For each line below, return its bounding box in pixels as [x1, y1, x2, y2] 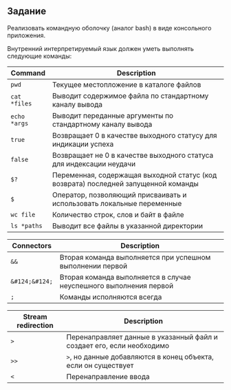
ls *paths [10, 222, 43, 229]
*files [10, 99, 32, 107]
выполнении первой [59, 261, 128, 271]
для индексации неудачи [52, 158, 136, 168]
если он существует [66, 360, 134, 370]
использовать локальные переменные [52, 198, 182, 208]
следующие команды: [7, 52, 72, 60]
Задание [7, 6, 47, 17]
